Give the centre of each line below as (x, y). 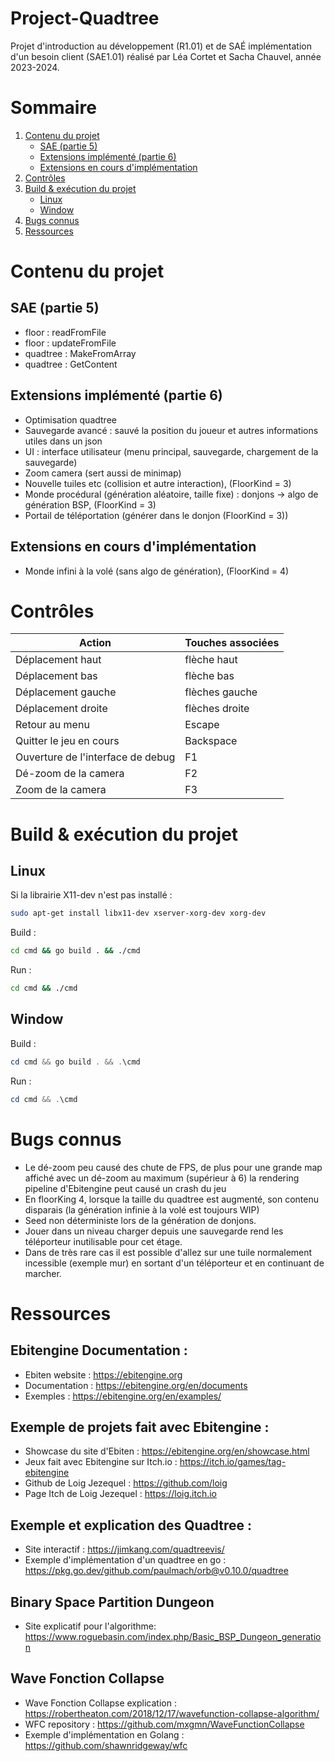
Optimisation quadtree (70, 419)
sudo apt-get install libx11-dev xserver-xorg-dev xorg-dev (138, 913)
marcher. (43, 1273)
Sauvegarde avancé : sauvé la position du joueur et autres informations (171, 430)
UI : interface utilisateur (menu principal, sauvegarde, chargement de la (171, 451)
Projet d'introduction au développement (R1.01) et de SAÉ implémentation (161, 46)
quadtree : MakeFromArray (80, 353)
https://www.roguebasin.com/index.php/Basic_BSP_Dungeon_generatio (173, 1636)
